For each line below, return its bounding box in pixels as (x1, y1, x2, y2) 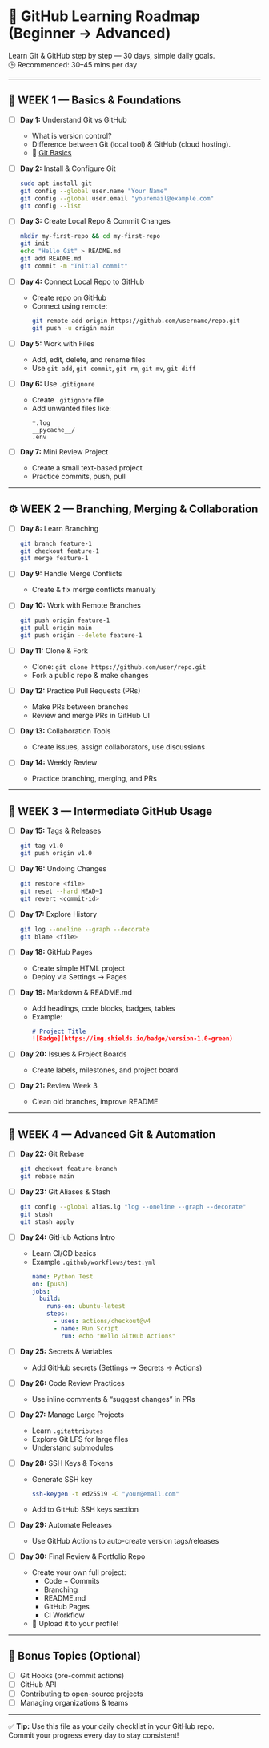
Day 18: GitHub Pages (19, 947, 93, 957)
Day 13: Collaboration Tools (19, 726, 111, 736)
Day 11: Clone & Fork (19, 646, 88, 656)
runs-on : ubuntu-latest (46, 1302, 126, 1310)
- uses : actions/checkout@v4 (53, 1318, 151, 1326)
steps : (46, 1310, 69, 1318)
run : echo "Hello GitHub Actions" (60, 1332, 176, 1340)
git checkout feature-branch (19, 1165, 118, 1173)
